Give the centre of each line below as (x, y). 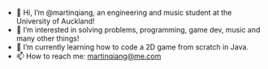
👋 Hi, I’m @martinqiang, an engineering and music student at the (124, 13)
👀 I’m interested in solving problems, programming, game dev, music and (138, 30)
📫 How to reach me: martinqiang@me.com (89, 56)
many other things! (48, 38)
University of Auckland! (55, 21)
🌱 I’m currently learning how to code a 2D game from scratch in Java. (132, 47)
